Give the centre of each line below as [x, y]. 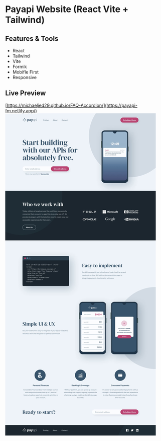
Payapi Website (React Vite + [67, 9]
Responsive [24, 77]
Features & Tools [32, 39]
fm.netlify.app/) [21, 111]
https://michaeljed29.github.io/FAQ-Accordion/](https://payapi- [72, 105]
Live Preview [26, 93]
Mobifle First [26, 72]
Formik [20, 67]
